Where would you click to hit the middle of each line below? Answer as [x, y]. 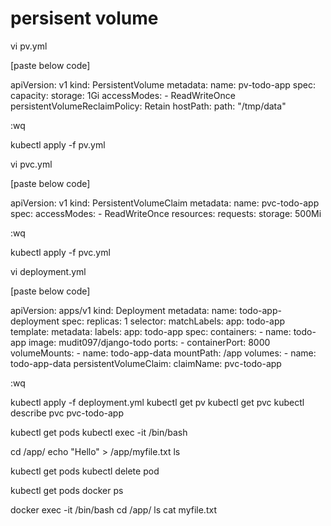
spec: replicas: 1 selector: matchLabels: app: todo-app [173, 321]
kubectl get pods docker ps [67, 490]
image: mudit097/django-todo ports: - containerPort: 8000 [149, 342]
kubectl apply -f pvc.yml [60, 252]
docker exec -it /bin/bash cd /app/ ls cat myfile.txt [113, 509]
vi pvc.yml [31, 164]
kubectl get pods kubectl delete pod [85, 471]
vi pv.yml [29, 46]
